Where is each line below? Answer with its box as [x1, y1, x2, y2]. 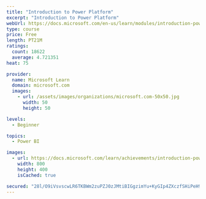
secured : [6, 183, 29, 189]
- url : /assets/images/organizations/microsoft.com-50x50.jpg [17, 94, 180, 100]
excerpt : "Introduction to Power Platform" [6, 15, 120, 21]
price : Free [6, 32, 37, 38]
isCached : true [17, 172, 56, 178]
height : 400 [17, 166, 48, 173]
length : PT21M [6, 37, 43, 43]
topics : [6, 132, 26, 139]
